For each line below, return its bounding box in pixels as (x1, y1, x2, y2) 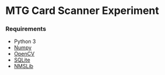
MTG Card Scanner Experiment (5, 4, 160, 17)
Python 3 (13, 38, 36, 45)
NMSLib (13, 63, 33, 70)
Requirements (5, 25, 47, 33)
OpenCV (13, 51, 35, 58)
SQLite (13, 56, 30, 63)
